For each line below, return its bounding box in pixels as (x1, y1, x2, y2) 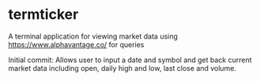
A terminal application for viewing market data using (8, 31, 178, 41)
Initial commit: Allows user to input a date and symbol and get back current (8, 55, 252, 64)
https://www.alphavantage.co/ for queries (8, 39, 145, 49)
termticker (8, 6, 79, 24)
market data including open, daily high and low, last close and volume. (8, 63, 237, 72)
